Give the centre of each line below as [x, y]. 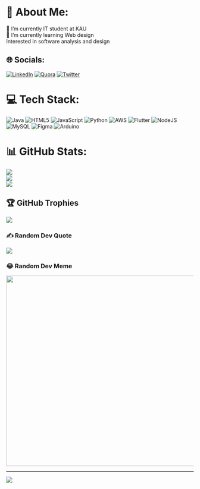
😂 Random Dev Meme [39, 266]
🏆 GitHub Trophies [43, 203]
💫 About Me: [37, 12]
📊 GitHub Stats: [47, 151]
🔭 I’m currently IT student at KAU [46, 29]
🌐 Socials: [26, 60]
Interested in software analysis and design [58, 41]
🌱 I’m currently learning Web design [50, 35]
